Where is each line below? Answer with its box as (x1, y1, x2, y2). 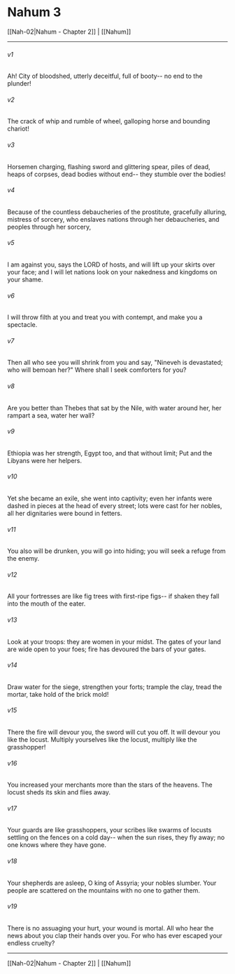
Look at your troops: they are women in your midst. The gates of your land (7, 637, 222, 646)
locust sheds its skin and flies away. (7, 788, 111, 796)
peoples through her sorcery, (7, 222, 92, 231)
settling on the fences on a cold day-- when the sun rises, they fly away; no (7, 833, 225, 842)
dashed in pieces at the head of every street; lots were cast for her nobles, (7, 501, 222, 509)
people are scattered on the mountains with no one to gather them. (7, 886, 201, 895)
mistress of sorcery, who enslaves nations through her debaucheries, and (7, 215, 220, 223)
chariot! (7, 124, 29, 133)
